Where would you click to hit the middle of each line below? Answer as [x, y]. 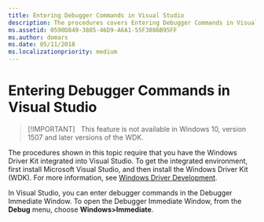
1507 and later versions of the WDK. [85, 137]
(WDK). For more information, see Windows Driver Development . [113, 177]
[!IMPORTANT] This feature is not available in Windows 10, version [137, 129]
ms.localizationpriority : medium [63, 52]
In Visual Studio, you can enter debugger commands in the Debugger [121, 192]
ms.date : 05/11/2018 [42, 45]
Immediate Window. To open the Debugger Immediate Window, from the [125, 201]
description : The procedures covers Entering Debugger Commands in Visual [133, 23]
